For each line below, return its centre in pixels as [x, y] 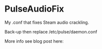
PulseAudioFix [34, 9]
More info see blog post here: [34, 41]
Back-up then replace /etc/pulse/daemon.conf [51, 32]
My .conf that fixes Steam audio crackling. [47, 22]
